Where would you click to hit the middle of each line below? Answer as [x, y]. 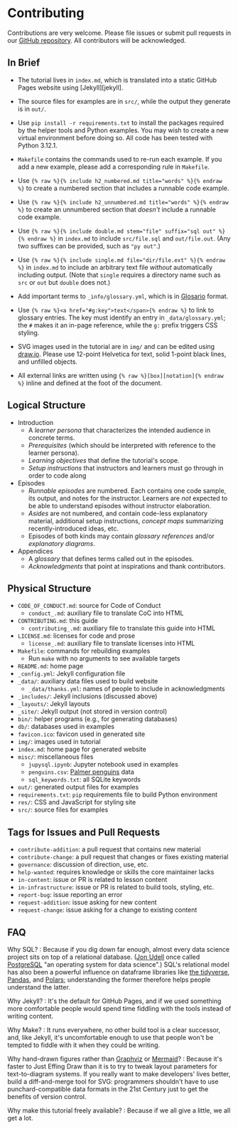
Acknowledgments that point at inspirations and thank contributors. [127, 566]
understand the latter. [39, 987]
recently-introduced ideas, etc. [74, 528]
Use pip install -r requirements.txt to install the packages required [120, 122]
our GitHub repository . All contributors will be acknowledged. [97, 40]
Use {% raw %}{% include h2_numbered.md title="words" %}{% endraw [120, 180]
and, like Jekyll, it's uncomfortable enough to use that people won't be [110, 1038]
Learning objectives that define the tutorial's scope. [104, 460]
